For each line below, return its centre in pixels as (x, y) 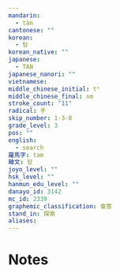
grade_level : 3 (33, 125)
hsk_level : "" (32, 177)
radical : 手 (27, 111)
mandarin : (24, 15)
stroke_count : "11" (40, 103)
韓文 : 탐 (21, 163)
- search (30, 148)
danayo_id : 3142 (35, 191)
